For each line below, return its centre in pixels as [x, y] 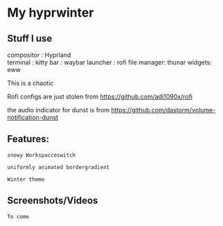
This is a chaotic [30, 83]
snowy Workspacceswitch [42, 155]
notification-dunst [33, 117]
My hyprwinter [51, 13]
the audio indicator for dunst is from [59, 110]
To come [18, 216]
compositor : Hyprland [39, 55]
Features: [28, 139]
